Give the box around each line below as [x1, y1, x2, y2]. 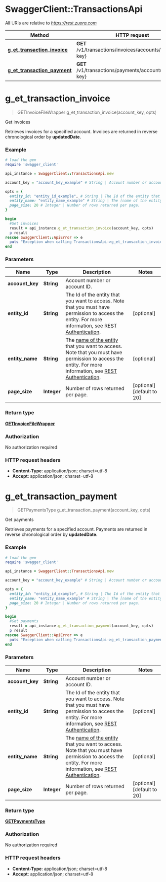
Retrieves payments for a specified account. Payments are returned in [5, 526, 148, 532]
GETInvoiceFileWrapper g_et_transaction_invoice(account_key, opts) [17, 109, 157, 115]
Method [30, 31, 49, 38]
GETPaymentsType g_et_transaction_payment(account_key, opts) [17, 507, 151, 513]
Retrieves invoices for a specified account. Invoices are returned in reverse [5, 128, 158, 135]
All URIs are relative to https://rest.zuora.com [5, 20, 97, 26]
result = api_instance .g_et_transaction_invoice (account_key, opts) [9, 225, 154, 230]
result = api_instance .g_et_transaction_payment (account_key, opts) [9, 623, 154, 629]
